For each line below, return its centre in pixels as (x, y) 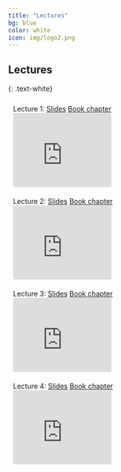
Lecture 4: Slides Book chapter (63, 386)
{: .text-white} (31, 89)
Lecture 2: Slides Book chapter (63, 202)
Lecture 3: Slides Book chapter (63, 294)
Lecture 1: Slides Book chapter (62, 109)
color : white (29, 30)
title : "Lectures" (38, 15)
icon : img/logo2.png (42, 38)
